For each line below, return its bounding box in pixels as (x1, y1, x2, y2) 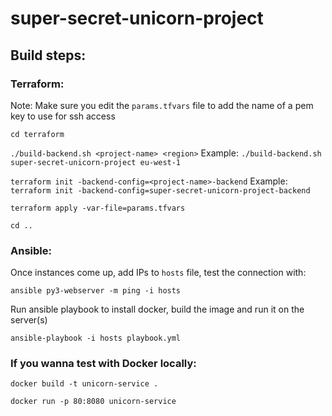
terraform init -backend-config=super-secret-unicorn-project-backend (10, 185, 311, 196)
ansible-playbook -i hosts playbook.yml (10, 333, 182, 344)
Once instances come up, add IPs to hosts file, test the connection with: (10, 267, 307, 279)
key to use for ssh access (10, 110, 116, 122)
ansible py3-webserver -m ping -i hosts (10, 286, 182, 296)
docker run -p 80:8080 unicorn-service (10, 397, 177, 407)
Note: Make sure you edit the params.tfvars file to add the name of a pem (10, 99, 314, 111)
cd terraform (10, 129, 65, 139)
